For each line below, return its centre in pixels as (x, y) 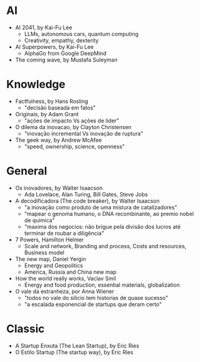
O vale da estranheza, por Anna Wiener (65, 291)
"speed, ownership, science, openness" (74, 146)
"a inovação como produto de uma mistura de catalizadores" (101, 207)
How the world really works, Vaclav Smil (66, 278)
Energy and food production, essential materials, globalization (102, 285)
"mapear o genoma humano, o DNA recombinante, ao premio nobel (109, 214)
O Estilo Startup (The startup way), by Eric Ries (74, 352)
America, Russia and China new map (70, 272)
